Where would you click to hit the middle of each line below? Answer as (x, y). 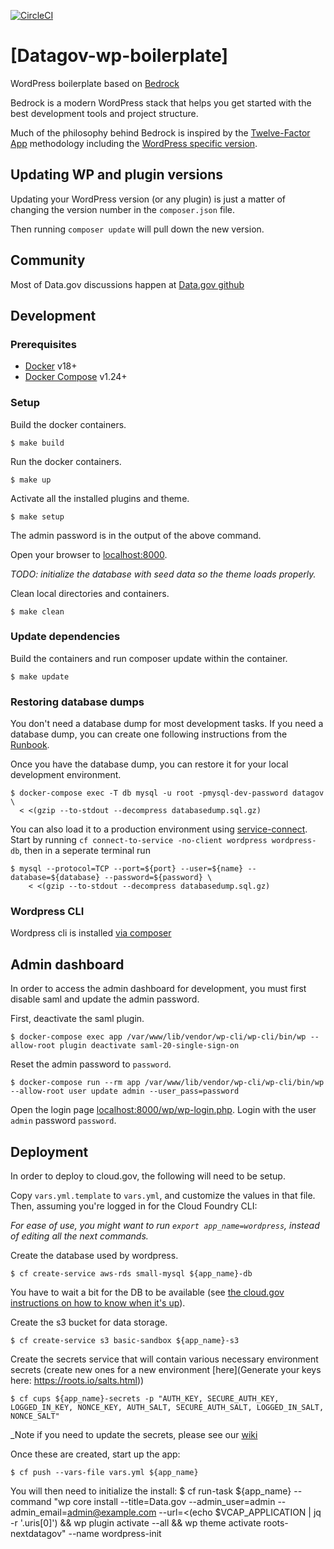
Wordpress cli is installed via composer (91, 933)
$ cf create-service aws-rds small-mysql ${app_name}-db (131, 1274)
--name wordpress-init (115, 1534)
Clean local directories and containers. (90, 593)
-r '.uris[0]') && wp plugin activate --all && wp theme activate (136, 1523)
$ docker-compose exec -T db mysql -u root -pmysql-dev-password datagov (167, 793)
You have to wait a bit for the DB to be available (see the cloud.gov (147, 1292)
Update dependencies (65, 637)
